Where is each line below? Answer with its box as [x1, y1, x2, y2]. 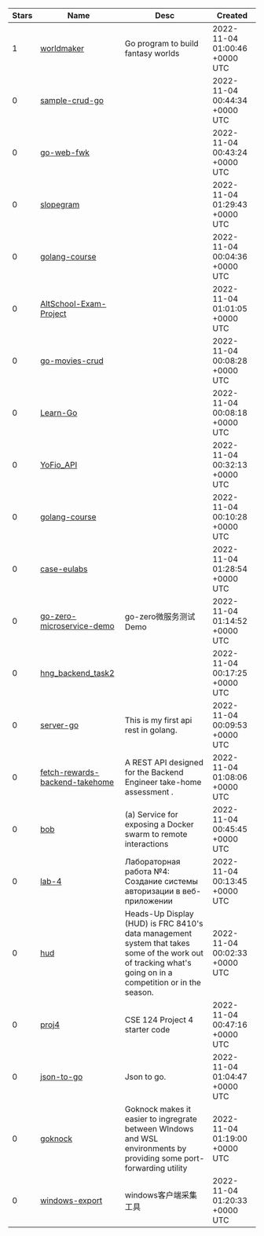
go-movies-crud [40, 355, 104, 366]
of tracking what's [124, 958, 192, 968]
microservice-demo [40, 621, 115, 631]
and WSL [124, 1133, 159, 1144]
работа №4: [124, 866, 170, 877]
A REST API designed [124, 757, 204, 768]
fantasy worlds [124, 48, 180, 58]
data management [124, 928, 192, 938]
